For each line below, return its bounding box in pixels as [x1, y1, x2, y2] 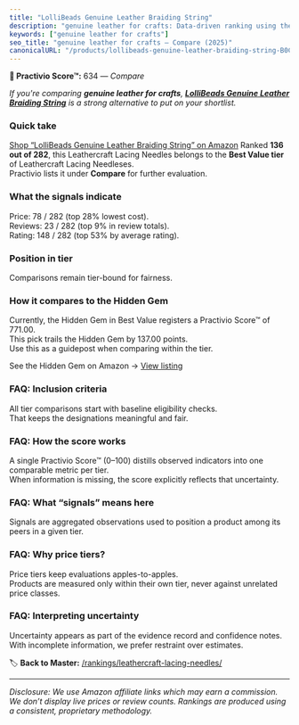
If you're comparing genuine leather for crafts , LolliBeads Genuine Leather [9, 88, 290, 99]
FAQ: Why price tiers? [9, 548, 106, 561]
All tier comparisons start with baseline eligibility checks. [9, 403, 218, 414]
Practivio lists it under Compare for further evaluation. [9, 169, 207, 179]
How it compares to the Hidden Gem [9, 294, 169, 307]
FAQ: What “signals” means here [9, 496, 155, 508]
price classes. [9, 588, 61, 598]
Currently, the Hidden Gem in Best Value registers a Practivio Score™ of [9, 315, 271, 325]
